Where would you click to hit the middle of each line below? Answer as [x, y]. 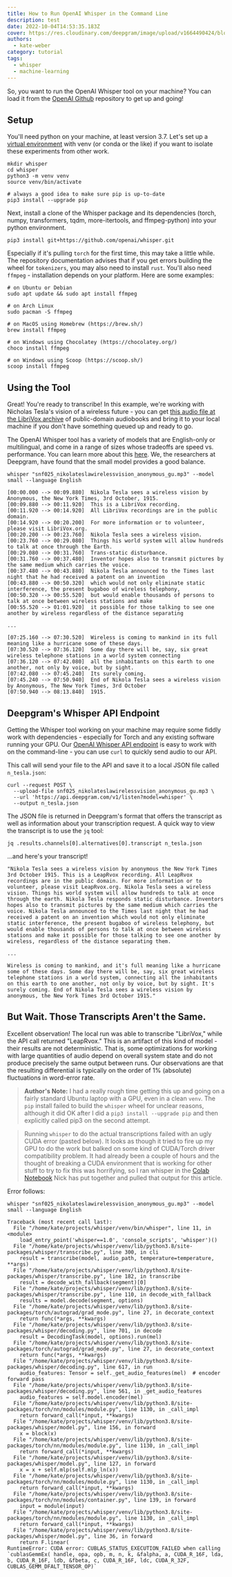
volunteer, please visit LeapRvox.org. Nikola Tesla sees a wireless [109, 887]
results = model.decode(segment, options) [81, 1300]
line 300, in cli [134, 1252]
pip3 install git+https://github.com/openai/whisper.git [91, 240]
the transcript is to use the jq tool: [56, 830]
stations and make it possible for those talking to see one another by [114, 935]
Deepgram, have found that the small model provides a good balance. [106, 462]
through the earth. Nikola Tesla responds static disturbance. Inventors [116, 899]
